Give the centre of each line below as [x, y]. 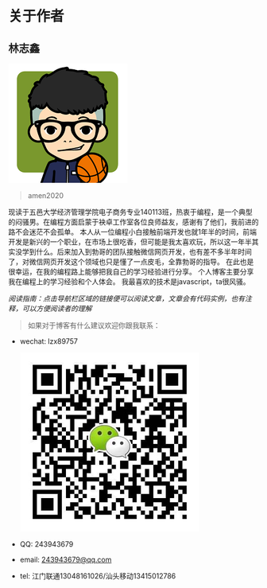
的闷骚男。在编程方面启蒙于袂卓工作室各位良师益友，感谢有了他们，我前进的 [133, 222]
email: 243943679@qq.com [66, 559]
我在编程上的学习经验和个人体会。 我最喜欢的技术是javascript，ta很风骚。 [129, 282]
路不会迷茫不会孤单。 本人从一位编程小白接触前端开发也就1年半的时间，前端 [132, 232]
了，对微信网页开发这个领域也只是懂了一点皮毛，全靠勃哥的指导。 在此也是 [131, 262]
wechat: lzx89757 [48, 341]
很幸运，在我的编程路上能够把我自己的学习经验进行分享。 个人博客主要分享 [131, 272]
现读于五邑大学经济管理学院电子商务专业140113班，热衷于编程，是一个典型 [130, 212]
